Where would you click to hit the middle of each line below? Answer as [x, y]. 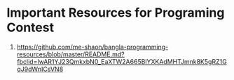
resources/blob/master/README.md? [70, 54]
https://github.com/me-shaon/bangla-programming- [92, 47]
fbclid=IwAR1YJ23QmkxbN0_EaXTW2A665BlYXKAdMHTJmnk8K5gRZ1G [122, 61]
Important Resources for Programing [116, 13]
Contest [30, 27]
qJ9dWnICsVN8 [40, 69]
